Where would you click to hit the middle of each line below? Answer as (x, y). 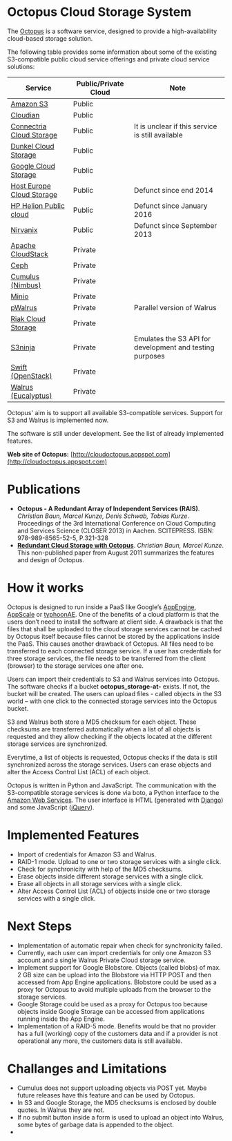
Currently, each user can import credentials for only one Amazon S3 (114, 952)
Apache (23, 245)
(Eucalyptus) (31, 396)
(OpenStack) (31, 376)
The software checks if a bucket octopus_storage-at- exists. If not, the (109, 686)
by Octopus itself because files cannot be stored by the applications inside (113, 636)
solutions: (21, 66)
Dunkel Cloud (32, 146)
